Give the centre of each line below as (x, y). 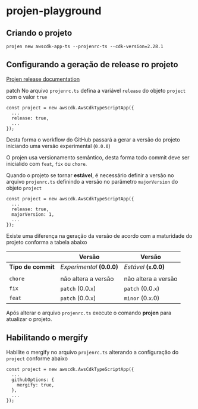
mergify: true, (36, 385)
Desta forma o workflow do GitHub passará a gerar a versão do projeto (93, 139)
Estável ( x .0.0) (144, 267)
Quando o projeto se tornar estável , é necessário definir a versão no (90, 175)
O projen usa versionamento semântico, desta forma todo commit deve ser (98, 157)
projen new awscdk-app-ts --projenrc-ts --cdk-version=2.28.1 (85, 46)
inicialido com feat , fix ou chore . (47, 163)
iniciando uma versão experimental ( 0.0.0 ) (58, 146)
